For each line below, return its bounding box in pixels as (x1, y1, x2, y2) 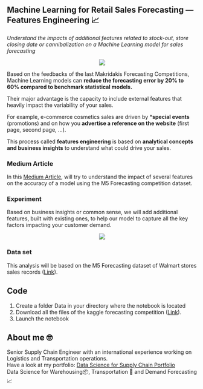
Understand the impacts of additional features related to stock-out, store (7, 34, 189, 41)
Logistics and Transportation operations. (7, 355, 108, 362)
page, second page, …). (7, 126, 66, 133)
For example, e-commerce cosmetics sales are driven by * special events (7, 113, 190, 120)
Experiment (7, 195, 42, 203)
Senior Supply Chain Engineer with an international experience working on (7, 348, 192, 356)
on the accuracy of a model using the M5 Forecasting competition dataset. (7, 180, 193, 187)
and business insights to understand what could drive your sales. (7, 144, 172, 151)
